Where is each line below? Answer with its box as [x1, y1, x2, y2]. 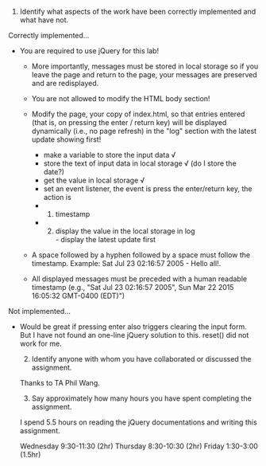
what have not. [19, 15, 69, 25]
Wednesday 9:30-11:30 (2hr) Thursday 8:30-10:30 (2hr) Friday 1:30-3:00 [19, 441, 258, 451]
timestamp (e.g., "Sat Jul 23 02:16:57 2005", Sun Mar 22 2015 [31, 283, 234, 292]
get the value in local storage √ [43, 175, 145, 185]
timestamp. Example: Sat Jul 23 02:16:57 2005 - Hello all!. [31, 259, 222, 268]
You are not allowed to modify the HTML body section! [31, 94, 210, 103]
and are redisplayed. [31, 79, 99, 88]
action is [43, 193, 71, 202]
